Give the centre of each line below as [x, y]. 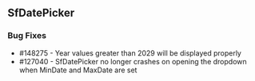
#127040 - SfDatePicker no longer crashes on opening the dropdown [133, 61]
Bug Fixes [27, 36]
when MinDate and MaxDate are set [78, 70]
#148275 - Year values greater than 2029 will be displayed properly [130, 53]
